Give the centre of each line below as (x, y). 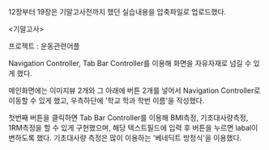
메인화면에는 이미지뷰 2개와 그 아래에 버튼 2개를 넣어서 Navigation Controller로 (134, 90)
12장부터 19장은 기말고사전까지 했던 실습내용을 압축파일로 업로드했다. (117, 12)
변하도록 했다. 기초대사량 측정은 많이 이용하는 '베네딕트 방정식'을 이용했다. (125, 138)
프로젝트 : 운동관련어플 (44, 46)
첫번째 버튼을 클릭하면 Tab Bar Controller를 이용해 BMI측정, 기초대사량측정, (128, 118)
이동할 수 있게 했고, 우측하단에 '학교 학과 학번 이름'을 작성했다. (107, 100)
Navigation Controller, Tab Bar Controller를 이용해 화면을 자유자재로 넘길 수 (130, 63)
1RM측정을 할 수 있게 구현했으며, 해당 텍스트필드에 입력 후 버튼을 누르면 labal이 (133, 128)
